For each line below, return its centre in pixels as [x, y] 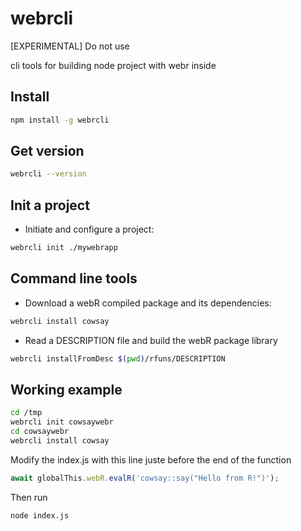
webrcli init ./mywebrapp [64, 248]
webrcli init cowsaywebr [62, 422]
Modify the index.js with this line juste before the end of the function [151, 459]
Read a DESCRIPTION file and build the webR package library [151, 340]
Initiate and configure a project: [89, 229]
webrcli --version [48, 174]
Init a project [50, 205]
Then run [29, 497]
